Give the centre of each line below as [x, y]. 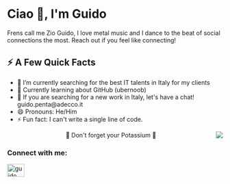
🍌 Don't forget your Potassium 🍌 [111, 135]
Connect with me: [37, 153]
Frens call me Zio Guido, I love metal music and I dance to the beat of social [114, 33]
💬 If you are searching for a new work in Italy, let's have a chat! [106, 97]
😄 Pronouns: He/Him [47, 111]
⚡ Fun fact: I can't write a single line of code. [80, 119]
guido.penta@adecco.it [50, 104]
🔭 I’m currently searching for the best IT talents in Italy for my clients [113, 82]
